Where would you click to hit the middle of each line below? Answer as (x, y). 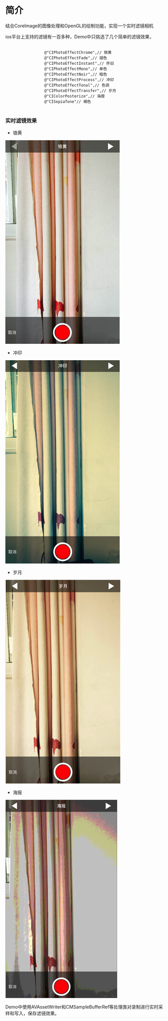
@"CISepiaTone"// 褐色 (68, 101)
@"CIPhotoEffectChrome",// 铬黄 (78, 52)
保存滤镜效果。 (43, 1013)
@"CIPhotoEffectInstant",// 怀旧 (79, 63)
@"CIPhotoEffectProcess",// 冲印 (79, 80)
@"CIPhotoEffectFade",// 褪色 (76, 58)
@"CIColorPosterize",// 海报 (75, 96)
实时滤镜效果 (21, 120)
